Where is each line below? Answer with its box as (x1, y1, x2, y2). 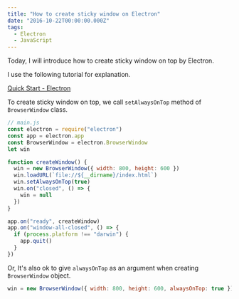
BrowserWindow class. (7, 105, 68, 114)
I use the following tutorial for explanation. (7, 70, 131, 79)
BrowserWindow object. (7, 271, 71, 280)
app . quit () (20, 238, 53, 245)
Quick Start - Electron (7, 84, 71, 93)
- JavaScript (14, 37, 53, 44)
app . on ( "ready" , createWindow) (7, 218, 100, 225)
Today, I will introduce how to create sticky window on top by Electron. (7, 56, 215, 65)
